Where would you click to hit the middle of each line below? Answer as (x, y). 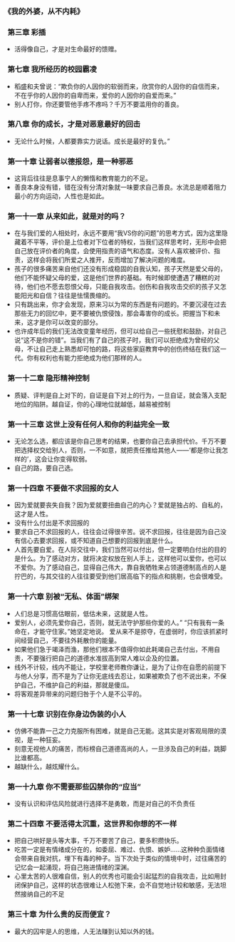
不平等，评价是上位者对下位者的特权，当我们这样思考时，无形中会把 (126, 242)
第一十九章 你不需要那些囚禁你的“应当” (74, 787)
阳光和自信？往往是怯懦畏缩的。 (67, 296)
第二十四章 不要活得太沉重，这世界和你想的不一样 (92, 824)
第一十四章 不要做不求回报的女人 (63, 488)
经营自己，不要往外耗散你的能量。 (70, 640)
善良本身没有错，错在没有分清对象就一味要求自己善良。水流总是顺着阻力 (120, 188)
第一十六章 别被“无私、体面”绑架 (63, 597)
